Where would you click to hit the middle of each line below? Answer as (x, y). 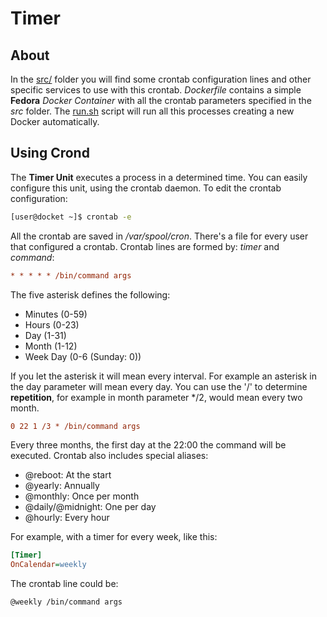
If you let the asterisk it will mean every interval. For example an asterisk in (163, 376)
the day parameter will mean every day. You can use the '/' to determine (159, 386)
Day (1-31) (45, 335)
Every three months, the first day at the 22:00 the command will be (148, 445)
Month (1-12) (51, 346)
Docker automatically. (55, 121)
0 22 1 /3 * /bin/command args (75, 426)
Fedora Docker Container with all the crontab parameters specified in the (161, 100)
